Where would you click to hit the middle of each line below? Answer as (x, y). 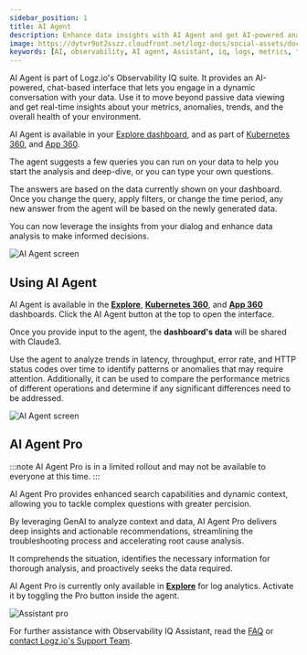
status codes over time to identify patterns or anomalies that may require (147, 369)
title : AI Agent (40, 26)
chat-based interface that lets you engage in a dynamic (151, 88)
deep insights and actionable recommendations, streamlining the (132, 531)
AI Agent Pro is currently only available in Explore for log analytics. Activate (152, 586)
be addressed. (37, 397)
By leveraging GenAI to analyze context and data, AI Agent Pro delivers (143, 521)
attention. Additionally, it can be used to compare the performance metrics (150, 378)
